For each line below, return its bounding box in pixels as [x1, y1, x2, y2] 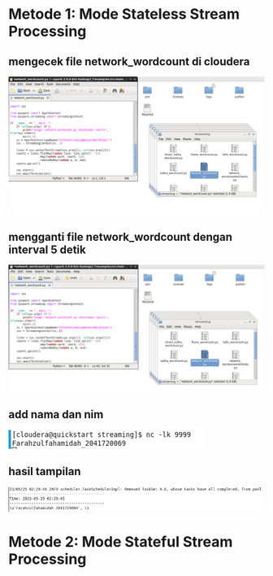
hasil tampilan [8, 465, 81, 478]
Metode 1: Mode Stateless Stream [8, 5, 240, 24]
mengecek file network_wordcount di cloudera [8, 55, 250, 68]
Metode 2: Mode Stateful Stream [8, 532, 233, 551]
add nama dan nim [8, 408, 104, 421]
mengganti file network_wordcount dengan [8, 229, 233, 244]
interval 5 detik [8, 242, 87, 256]
